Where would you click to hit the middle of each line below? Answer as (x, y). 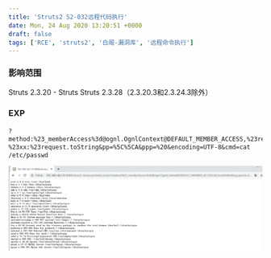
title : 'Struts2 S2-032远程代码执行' (68, 17)
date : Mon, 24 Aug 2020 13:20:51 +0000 (75, 25)
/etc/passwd (28, 155)
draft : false (30, 34)
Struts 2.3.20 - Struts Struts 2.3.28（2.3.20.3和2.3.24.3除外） (110, 92)
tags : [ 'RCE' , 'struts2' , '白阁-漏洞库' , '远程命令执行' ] (101, 43)
